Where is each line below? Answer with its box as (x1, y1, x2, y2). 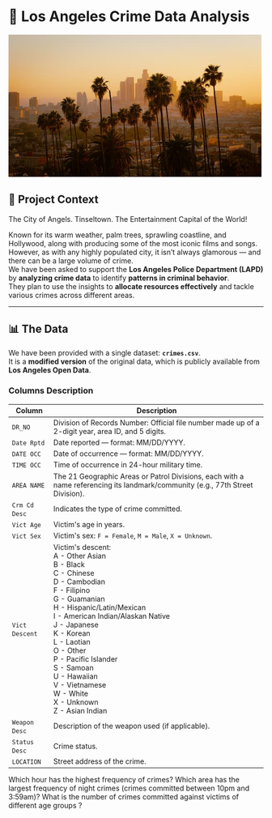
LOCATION (11, 758, 42, 766)
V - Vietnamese (53, 680, 107, 689)
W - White (53, 688, 89, 698)
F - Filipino (53, 585, 91, 594)
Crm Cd (11, 501, 34, 509)
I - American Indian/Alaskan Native (53, 611, 170, 620)
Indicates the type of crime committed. (53, 504, 182, 513)
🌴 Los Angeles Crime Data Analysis (8, 7, 250, 26)
